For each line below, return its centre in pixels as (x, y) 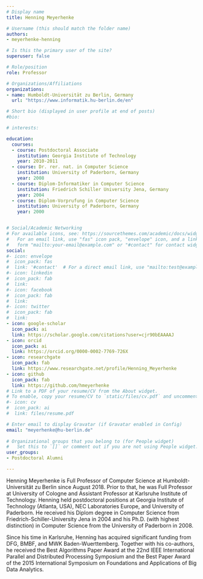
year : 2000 (31, 212)
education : (20, 139)
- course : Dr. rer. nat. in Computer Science (70, 167)
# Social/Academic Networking (44, 228)
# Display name (25, 12)
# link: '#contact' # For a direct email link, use (76, 267)
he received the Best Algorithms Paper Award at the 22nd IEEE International (100, 550)
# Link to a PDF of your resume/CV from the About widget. (82, 391)
